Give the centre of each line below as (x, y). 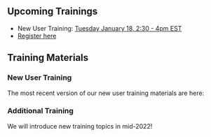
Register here (37, 36)
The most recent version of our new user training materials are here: (106, 93)
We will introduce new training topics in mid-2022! (80, 126)
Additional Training (40, 111)
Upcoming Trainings (53, 12)
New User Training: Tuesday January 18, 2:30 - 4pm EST (100, 28)
